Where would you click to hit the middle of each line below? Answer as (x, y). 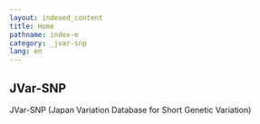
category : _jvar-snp (48, 43)
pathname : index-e (44, 34)
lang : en (26, 52)
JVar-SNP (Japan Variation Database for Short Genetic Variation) (130, 110)
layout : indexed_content (56, 18)
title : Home (32, 26)
